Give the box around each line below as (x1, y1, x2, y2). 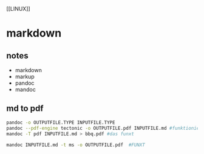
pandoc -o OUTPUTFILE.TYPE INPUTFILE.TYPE (6, 119, 115, 126)
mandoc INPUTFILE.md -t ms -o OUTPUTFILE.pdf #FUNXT (6, 142, 146, 148)
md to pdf (6, 103, 44, 114)
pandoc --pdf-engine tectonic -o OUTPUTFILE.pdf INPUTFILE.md (6, 125, 167, 131)
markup (15, 73, 35, 80)
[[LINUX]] (6, 5, 30, 12)
